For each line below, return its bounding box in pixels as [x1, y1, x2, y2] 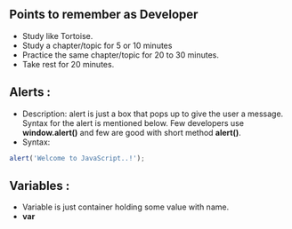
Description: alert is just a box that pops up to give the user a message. [21, 108, 284, 119]
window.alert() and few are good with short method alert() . [21, 127, 242, 138]
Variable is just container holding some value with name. [21, 201, 230, 212]
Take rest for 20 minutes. [21, 59, 115, 69]
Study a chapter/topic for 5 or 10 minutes [21, 40, 173, 51]
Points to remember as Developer [9, 7, 199, 22]
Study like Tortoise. [21, 30, 93, 41]
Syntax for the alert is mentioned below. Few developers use [21, 117, 245, 128]
